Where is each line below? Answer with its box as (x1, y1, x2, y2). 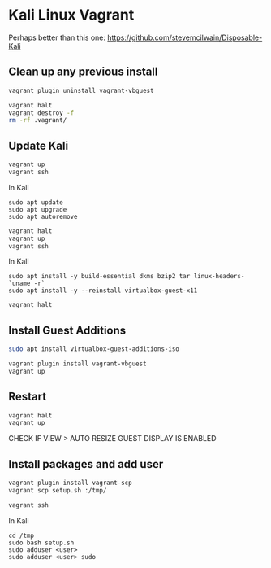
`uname (8, 279, 31, 288)
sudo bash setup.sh (8, 539, 75, 547)
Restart (8, 390, 47, 404)
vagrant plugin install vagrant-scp (8, 478, 132, 487)
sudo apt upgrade (8, 205, 67, 213)
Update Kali (8, 138, 69, 152)
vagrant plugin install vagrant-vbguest (8, 360, 148, 368)
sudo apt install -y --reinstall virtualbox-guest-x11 (8, 286, 198, 295)
